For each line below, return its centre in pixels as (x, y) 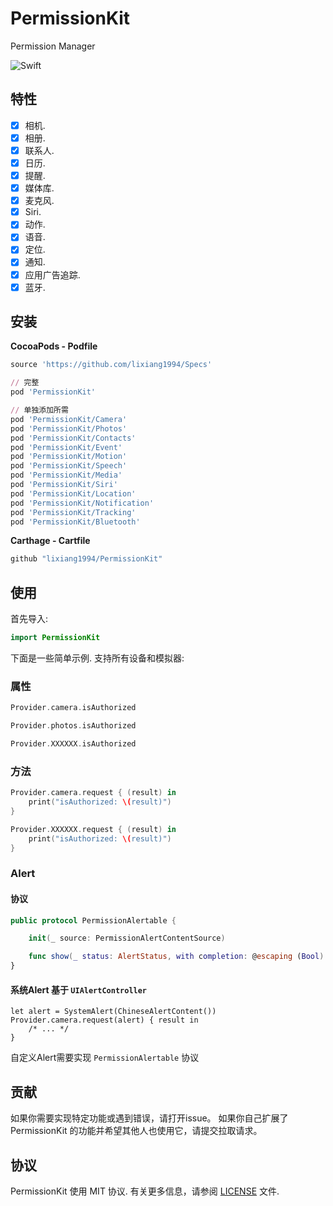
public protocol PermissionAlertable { (93, 920)
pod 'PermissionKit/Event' (66, 447)
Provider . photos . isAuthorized (73, 726)
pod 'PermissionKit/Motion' (69, 457)
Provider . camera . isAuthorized (73, 708)
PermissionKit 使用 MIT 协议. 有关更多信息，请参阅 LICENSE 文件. (145, 1191)
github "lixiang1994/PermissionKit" (86, 559)
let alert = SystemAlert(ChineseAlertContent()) (113, 1012)
